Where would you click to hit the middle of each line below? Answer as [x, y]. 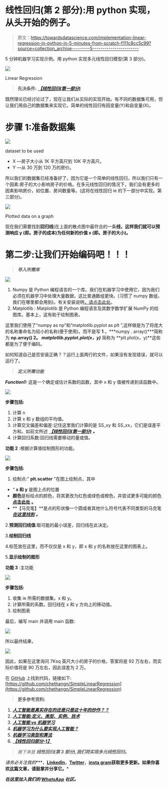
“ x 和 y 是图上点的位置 [36, 489]
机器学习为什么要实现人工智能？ [45, 729]
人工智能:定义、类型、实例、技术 [46, 716]
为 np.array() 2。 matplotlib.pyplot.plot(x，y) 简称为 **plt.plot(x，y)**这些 [83, 337]
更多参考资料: [31, 699]
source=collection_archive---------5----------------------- [78, 48]
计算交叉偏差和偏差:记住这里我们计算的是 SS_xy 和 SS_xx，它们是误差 [84, 425]
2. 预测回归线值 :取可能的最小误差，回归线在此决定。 [58, 525]
